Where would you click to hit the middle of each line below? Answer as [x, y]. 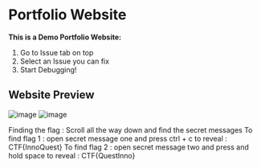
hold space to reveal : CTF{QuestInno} [72, 155]
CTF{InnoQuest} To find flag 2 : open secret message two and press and [128, 147]
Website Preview [51, 95]
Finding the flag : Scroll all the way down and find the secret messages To [130, 129]
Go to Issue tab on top [57, 52]
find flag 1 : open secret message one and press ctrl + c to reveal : [118, 138]
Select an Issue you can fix [65, 61]
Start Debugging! [48, 69]
